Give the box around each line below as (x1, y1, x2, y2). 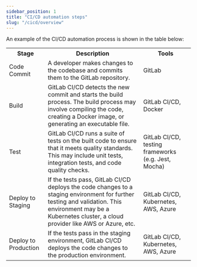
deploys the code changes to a (47, 183, 133, 191)
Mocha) (143, 163, 165, 171)
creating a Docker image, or (47, 113, 124, 121)
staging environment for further (47, 190, 135, 198)
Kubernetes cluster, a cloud (47, 212, 124, 221)
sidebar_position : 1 (6, 8, 57, 15)
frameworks (143, 148, 177, 156)
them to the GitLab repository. (47, 74, 130, 82)
